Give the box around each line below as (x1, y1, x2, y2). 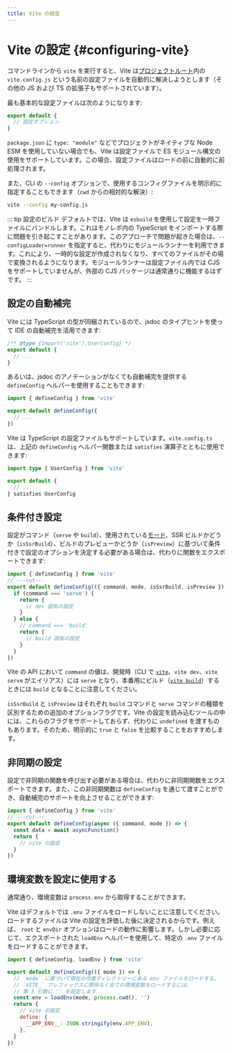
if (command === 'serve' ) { (13, 590, 95, 597)
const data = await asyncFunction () (13, 827, 119, 834)
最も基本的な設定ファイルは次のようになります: (7, 98, 143, 107)
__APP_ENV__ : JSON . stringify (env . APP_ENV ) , (25, 1020, 154, 1027)
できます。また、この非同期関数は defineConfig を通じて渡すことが (25, 785, 217, 793)
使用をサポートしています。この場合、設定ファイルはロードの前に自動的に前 (7, 156, 225, 164)
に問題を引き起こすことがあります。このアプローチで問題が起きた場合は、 (7, 233, 220, 241)
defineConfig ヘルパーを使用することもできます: (7, 381, 145, 390)
